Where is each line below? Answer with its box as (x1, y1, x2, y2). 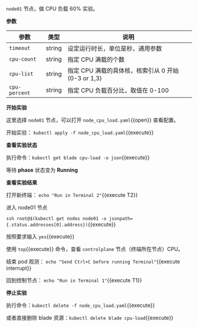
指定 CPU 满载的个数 (67, 55, 125, 64)
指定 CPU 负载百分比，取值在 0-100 (67, 86, 169, 94)
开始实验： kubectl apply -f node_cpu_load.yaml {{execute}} (6, 129, 154, 136)
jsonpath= (108, 216, 133, 222)
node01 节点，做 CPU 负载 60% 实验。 (6, 5, 98, 12)
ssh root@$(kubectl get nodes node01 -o (6, 216, 107, 222)
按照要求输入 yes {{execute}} (6, 233, 75, 240)
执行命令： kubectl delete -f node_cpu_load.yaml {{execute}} (6, 302, 155, 309)
